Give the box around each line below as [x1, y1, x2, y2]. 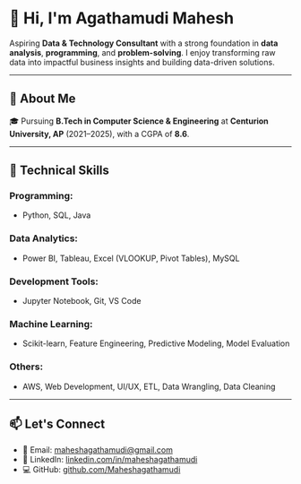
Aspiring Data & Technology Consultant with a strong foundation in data [9, 38, 279, 48]
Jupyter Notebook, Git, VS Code [21, 296, 142, 307]
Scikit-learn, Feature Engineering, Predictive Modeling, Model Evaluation [21, 338, 290, 349]
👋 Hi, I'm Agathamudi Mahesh [9, 8, 235, 29]
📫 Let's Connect [9, 417, 106, 432]
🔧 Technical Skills [9, 163, 110, 178]
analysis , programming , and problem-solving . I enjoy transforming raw [9, 47, 276, 57]
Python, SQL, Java [21, 210, 91, 220]
